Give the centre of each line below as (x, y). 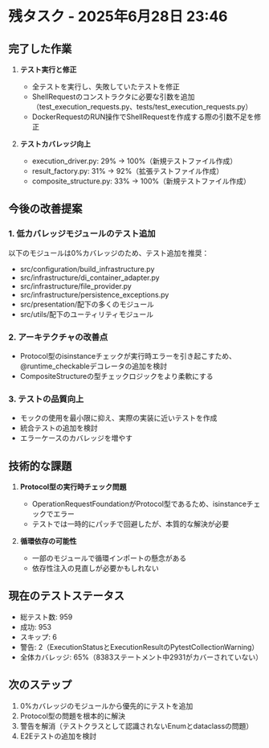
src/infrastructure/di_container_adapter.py (90, 277)
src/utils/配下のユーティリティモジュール (87, 314)
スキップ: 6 (39, 637)
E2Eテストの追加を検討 (58, 736)
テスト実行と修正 (48, 70)
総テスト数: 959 (46, 617)
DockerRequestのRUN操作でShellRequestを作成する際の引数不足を (143, 117)
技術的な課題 (40, 466)
